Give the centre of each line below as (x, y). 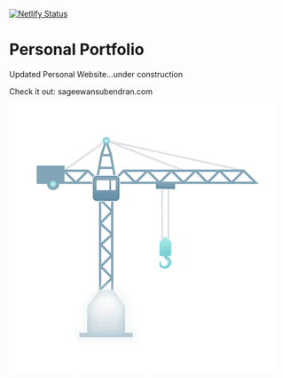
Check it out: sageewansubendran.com (81, 91)
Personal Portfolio (77, 50)
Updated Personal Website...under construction (96, 74)
